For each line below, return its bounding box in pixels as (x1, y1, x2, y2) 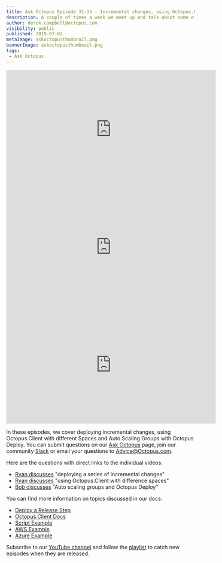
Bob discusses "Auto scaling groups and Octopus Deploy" (14, 483, 159, 491)
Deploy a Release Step (14, 506, 71, 513)
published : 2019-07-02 (6, 31, 63, 37)
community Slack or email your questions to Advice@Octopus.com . (6, 447, 173, 455)
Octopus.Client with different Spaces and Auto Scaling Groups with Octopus (6, 434, 194, 442)
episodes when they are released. (6, 550, 90, 557)
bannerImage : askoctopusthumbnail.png (6, 42, 103, 48)
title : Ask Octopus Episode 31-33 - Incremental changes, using (6, 8, 170, 15)
